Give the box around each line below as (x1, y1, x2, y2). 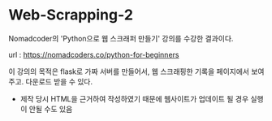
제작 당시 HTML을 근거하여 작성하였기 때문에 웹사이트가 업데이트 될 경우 (19, 93, 249, 103)
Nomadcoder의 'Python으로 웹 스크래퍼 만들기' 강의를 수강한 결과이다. (8, 33, 234, 43)
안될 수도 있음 (28, 104, 73, 114)
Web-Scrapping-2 (8, 6, 134, 24)
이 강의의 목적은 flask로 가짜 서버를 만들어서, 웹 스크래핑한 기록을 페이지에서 (8, 67, 250, 76)
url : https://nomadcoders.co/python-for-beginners (8, 50, 179, 59)
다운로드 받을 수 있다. (25, 76, 93, 86)
